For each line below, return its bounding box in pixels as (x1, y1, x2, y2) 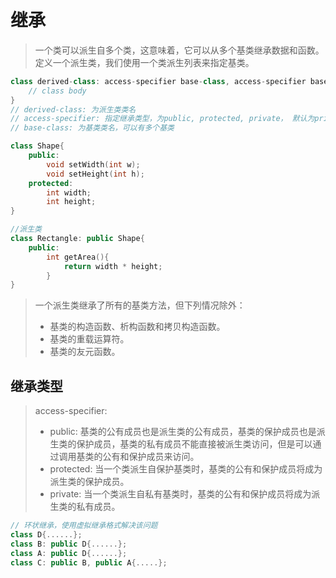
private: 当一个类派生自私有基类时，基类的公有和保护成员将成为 (49, 488, 312, 500)
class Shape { (10, 141, 65, 151)
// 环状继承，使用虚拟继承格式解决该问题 (10, 521, 158, 531)
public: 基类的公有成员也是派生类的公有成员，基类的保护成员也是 (49, 426, 317, 438)
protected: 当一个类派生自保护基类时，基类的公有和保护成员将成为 (49, 463, 323, 475)
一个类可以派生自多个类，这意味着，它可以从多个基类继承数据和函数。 (34, 44, 325, 56)
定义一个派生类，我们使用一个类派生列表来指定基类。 (34, 56, 255, 68)
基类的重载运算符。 (49, 333, 130, 345)
